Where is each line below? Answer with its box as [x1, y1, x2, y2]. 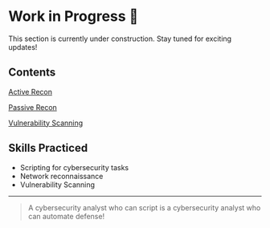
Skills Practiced [8, 141, 88, 155]
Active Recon [8, 87, 52, 96]
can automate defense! [27, 211, 105, 221]
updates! [8, 42, 38, 51]
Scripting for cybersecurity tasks [19, 162, 129, 172]
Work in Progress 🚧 [8, 7, 139, 26]
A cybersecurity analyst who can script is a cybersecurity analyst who [27, 202, 261, 212]
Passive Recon [8, 102, 58, 112]
